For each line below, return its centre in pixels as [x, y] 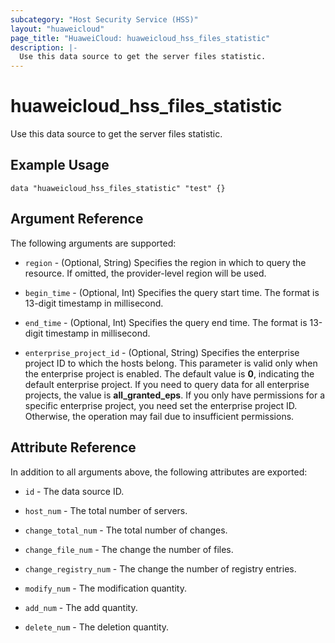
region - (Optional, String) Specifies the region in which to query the [165, 262]
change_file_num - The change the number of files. [129, 549]
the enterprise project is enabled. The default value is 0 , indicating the [169, 373]
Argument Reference [77, 219]
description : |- [44, 47]
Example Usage [60, 165]
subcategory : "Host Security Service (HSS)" [104, 19]
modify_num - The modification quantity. [105, 588]
